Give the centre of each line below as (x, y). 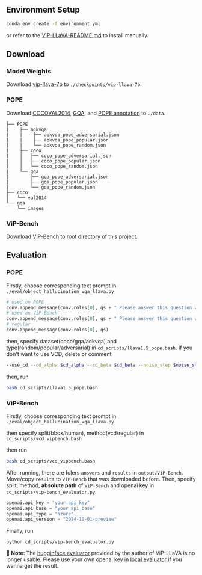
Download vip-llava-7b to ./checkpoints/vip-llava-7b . (74, 84)
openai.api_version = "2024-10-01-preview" (62, 520)
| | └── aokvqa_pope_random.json (56, 145)
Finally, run (20, 531)
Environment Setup (43, 10)
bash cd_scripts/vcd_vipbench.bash (51, 461)
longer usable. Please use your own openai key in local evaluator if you (94, 559)
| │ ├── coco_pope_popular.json (54, 161)
